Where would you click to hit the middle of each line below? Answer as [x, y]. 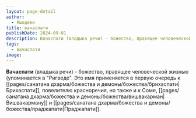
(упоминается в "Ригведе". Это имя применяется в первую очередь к [93, 78]
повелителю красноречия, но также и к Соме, [99, 90]
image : [14, 55]
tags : [13, 44]
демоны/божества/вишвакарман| [123, 96]
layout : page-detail [31, 11]
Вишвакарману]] [27, 102]
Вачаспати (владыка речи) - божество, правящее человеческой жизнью [97, 71]
